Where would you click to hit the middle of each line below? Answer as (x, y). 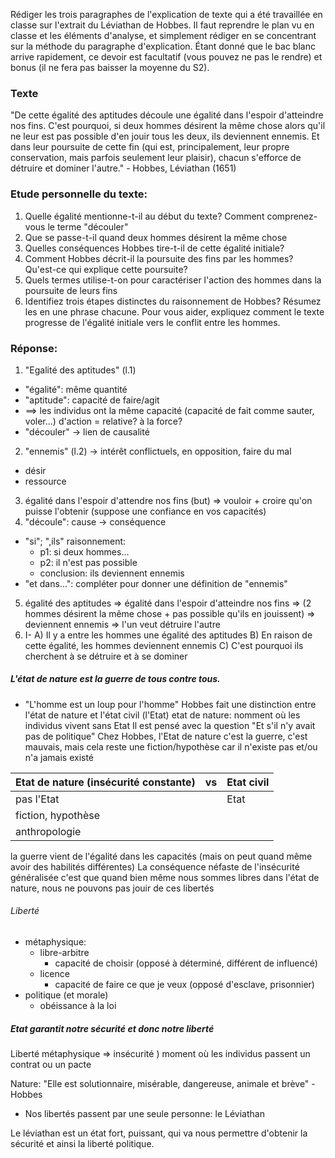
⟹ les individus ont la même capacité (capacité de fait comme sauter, (169, 410)
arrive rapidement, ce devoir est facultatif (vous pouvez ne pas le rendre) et (166, 57)
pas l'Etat (37, 799)
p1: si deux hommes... (84, 551)
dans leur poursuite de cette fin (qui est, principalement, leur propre (150, 147)
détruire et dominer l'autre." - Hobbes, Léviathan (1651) (123, 168)
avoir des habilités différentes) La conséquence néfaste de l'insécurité (155, 866)
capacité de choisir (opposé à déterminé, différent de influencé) (186, 963)
